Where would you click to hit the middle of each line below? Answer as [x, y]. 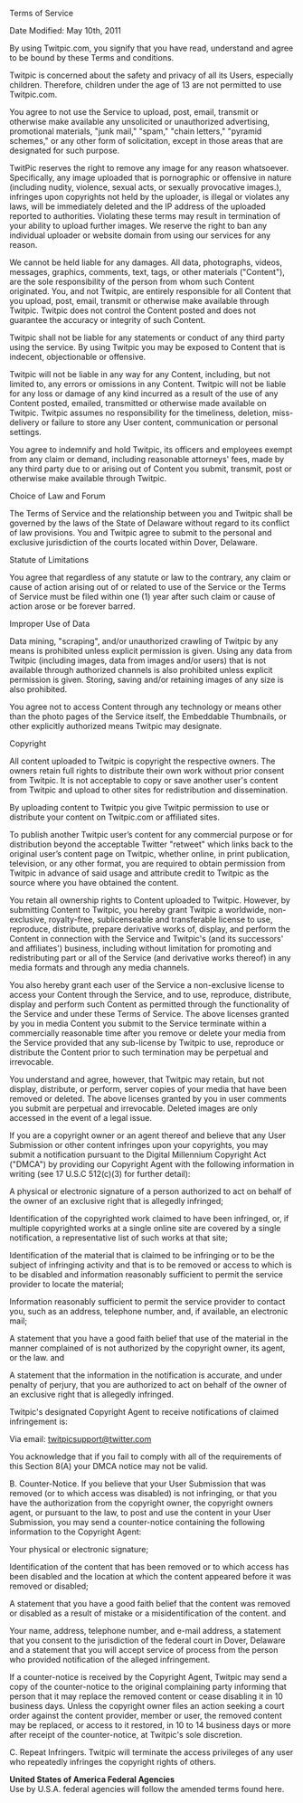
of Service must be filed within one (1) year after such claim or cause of [142, 597]
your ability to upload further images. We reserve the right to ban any [138, 226]
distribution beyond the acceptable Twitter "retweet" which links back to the [151, 844]
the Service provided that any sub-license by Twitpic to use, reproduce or [147, 1043]
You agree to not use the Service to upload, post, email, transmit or [134, 112]
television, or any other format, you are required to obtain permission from [147, 864]
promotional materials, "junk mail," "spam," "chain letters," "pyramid [136, 131]
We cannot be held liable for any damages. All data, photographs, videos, [146, 262]
